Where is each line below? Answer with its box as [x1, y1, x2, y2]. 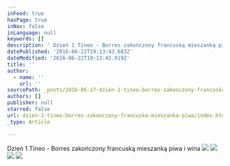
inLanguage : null [7, 29, 57, 36]
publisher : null [7, 99, 53, 106]
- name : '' [13, 73, 44, 81]
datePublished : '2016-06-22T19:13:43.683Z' [7, 49, 133, 56]
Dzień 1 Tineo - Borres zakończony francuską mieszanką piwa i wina [7, 144, 201, 152]
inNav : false [7, 23, 44, 29]
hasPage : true [7, 16, 48, 23]
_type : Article [7, 118, 51, 126]
